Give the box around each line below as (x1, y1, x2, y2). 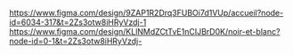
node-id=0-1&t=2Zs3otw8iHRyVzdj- (9, 35, 142, 46)
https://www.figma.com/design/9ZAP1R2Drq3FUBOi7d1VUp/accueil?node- (9, 8, 284, 18)
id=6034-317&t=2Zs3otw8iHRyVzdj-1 (9, 17, 147, 27)
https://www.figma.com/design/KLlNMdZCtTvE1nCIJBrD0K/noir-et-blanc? (9, 27, 281, 36)
